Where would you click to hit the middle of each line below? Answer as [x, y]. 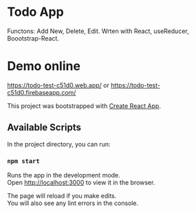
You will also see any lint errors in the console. [73, 203]
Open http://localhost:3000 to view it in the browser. [81, 182]
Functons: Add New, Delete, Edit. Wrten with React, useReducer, [98, 31]
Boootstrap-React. [33, 38]
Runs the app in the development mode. [64, 175]
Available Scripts [44, 128]
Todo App [35, 12]
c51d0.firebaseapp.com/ [42, 92]
